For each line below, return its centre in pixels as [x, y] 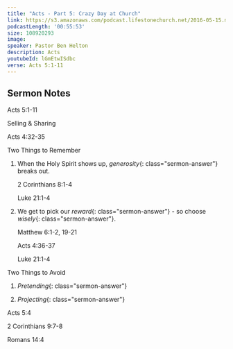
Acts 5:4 [19, 313]
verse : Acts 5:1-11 [35, 65]
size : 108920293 [31, 33]
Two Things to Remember [44, 151]
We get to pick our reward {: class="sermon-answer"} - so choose [112, 212]
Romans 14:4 [26, 340]
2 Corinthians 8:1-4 [45, 185]
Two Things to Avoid [36, 273]
